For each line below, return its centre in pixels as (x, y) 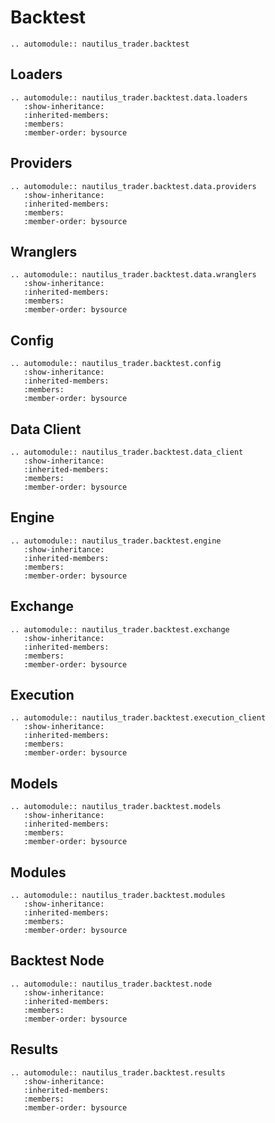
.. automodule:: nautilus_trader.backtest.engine (116, 541)
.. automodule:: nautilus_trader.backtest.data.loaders (129, 97)
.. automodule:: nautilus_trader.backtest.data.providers (133, 186)
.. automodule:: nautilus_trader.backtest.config (116, 364)
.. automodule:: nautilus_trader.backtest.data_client (127, 452)
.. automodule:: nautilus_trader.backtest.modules (118, 896)
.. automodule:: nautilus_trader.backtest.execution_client (138, 718)
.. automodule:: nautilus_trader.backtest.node (111, 984)
